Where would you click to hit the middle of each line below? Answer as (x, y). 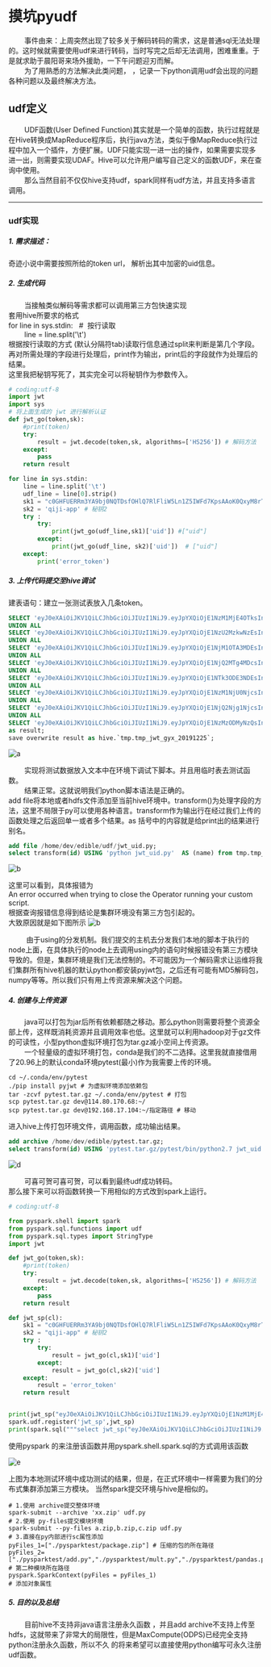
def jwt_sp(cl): (35, 1318)
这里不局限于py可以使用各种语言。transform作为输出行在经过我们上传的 (142, 810)
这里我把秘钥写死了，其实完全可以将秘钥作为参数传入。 (100, 374)
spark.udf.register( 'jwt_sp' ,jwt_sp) (72, 1422)
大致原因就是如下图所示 (47, 923)
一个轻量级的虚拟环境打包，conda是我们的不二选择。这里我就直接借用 (140, 1052)
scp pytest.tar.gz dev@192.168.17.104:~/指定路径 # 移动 (102, 1110)
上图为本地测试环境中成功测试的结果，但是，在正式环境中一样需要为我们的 (132, 1478)
